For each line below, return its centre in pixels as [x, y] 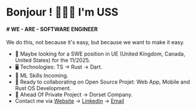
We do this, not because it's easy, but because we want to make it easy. [96, 42]
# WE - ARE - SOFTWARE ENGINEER [52, 29]
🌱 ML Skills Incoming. [41, 76]
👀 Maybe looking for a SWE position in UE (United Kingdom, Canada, [100, 54]
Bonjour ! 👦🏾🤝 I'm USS [62, 12]
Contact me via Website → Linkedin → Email [69, 101]
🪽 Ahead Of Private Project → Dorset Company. [74, 94]
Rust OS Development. [43, 88]
